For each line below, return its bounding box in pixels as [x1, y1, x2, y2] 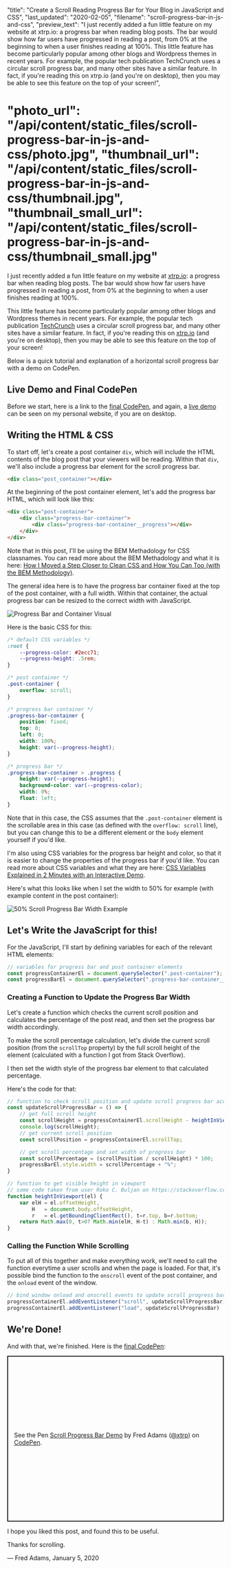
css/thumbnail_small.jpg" [7, 249, 158, 265]
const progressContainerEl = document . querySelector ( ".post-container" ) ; [7, 970, 223, 977]
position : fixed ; [19, 718, 69, 726]
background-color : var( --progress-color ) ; [19, 782, 143, 789]
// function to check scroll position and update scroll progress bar [7, 1098, 214, 1105]
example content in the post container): [7, 891, 119, 900]
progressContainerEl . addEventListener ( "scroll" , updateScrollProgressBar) [7, 1298, 226, 1305]
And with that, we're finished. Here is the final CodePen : [7, 1342, 166, 1350]
